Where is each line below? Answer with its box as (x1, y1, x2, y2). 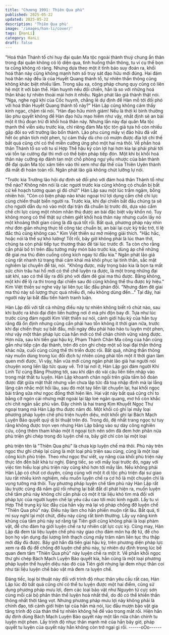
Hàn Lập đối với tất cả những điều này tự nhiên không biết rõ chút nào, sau (5, 304, 160, 310)
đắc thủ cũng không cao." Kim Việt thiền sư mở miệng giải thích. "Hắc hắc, (5, 230, 160, 236)
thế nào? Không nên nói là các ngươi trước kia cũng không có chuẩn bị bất (5, 182, 160, 188)
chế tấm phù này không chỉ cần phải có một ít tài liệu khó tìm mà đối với (5, 491, 154, 497)
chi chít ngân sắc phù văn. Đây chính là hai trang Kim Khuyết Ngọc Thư (5, 401, 153, 407)
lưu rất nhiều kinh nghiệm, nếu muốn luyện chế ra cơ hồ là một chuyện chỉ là (5, 475, 164, 481)
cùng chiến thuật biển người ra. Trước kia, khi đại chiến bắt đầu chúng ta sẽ (5, 198, 162, 204)
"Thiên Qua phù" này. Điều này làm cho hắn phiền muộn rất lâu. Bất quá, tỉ (5, 507, 160, 513)
